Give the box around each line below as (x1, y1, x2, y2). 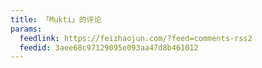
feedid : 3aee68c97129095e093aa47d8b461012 (19, 42, 199, 53)
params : (10, 24, 43, 34)
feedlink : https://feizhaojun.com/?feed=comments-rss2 (19, 33, 253, 43)
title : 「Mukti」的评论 (10, 14, 102, 25)
